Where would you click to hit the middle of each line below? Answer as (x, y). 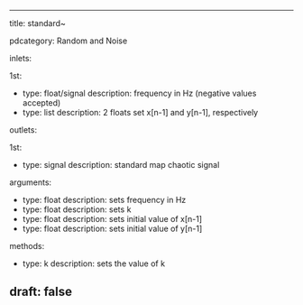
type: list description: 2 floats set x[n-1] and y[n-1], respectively (140, 112)
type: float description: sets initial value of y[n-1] (112, 228)
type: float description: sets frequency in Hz (104, 200)
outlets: (23, 130)
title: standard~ (37, 23)
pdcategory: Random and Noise (69, 41)
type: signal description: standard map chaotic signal (121, 165)
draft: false (41, 292)
